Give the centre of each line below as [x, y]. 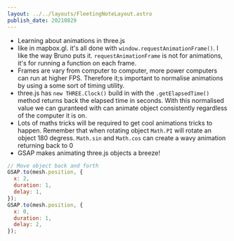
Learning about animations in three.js [71, 40]
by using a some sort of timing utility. [71, 85]
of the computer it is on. [52, 115]
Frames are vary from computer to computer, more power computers [117, 70]
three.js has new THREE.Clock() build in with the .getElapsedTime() [113, 93]
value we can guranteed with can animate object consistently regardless [122, 108]
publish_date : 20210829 [42, 20]
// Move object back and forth [53, 166]
